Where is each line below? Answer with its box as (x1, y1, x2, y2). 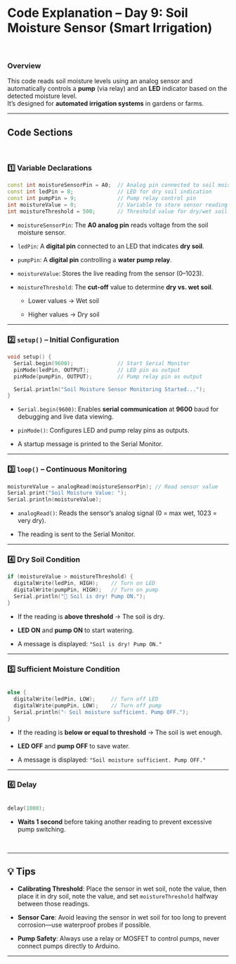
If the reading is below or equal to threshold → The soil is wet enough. (17, 728, 223, 736)
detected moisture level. (7, 92, 77, 100)
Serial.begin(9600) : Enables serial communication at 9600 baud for (17, 405, 219, 414)
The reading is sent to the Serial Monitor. (17, 530, 136, 538)
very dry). (17, 517, 46, 525)
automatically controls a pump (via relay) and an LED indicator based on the (7, 85, 228, 93)
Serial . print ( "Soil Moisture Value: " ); (7, 490, 128, 497)
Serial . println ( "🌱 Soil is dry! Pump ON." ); (13, 593, 146, 600)
